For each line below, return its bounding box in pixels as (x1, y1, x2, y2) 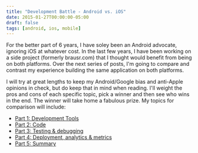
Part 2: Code (14, 121, 46, 128)
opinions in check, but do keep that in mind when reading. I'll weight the (6, 84, 183, 92)
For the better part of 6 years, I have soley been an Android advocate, (6, 42, 177, 49)
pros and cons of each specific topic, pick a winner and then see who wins (6, 91, 190, 98)
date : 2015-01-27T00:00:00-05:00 (6, 14, 89, 20)
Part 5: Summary (14, 140, 56, 147)
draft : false (6, 20, 39, 26)
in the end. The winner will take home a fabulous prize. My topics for (6, 97, 174, 104)
